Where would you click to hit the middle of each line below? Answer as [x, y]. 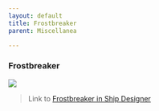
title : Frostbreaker [43, 23]
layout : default [35, 16]
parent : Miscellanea [43, 31]
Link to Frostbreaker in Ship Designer [89, 98]
